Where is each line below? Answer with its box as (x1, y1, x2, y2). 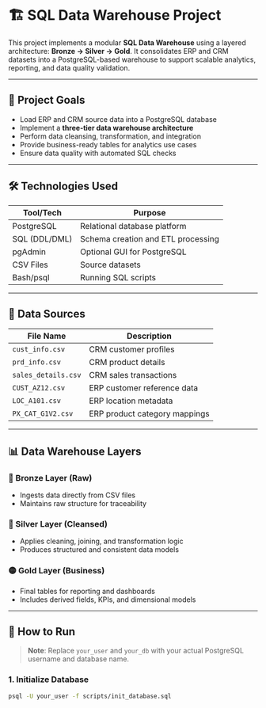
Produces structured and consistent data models (19, 545, 180, 554)
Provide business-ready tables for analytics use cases (19, 139, 197, 149)
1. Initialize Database (8, 674, 89, 685)
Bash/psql (12, 272, 50, 283)
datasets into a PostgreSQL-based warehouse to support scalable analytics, (8, 55, 256, 64)
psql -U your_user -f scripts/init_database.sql (8, 692, 172, 700)
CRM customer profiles (89, 344, 175, 355)
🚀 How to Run (8, 625, 76, 638)
